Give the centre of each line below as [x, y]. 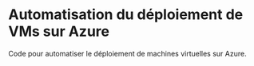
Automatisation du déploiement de [126, 15]
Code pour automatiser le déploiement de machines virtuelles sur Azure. [127, 53]
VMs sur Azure [59, 31]
